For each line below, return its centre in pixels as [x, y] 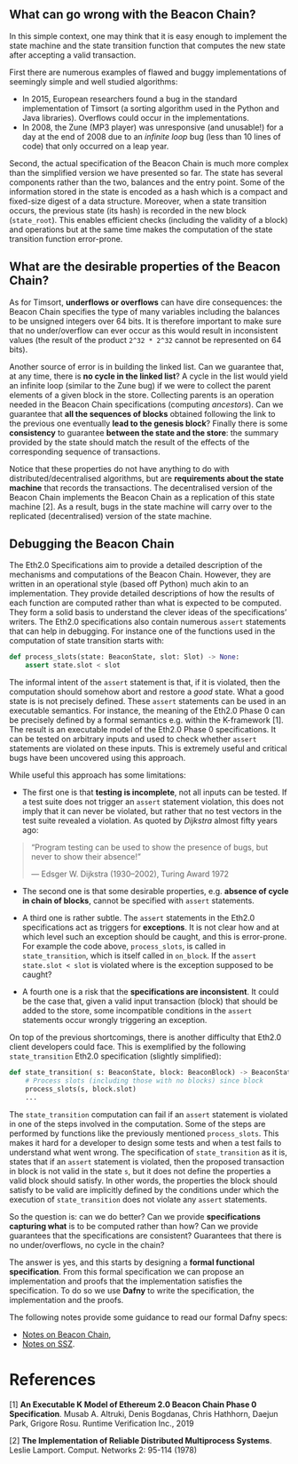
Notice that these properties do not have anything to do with [119, 468]
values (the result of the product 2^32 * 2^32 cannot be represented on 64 [145, 340]
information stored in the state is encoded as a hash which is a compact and [149, 191]
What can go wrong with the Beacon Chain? [133, 15]
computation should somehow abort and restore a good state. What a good [147, 692]
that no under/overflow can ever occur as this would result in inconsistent [144, 330]
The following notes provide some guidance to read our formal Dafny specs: [149, 1317]
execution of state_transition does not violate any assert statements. [138, 1199]
